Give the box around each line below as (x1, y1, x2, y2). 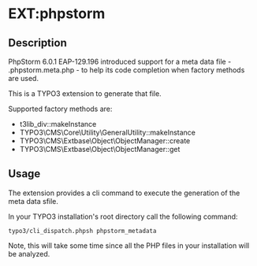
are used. (8, 74, 39, 83)
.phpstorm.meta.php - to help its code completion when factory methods (8, 65, 245, 75)
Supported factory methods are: (8, 104, 113, 113)
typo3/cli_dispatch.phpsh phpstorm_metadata (8, 227, 157, 235)
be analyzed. (8, 249, 50, 258)
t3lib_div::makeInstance (19, 120, 97, 128)
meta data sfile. (8, 196, 59, 205)
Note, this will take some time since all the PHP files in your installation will (8, 241, 250, 250)
